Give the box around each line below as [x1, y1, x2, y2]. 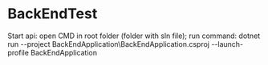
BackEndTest [7, 5, 98, 23]
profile [7, 48, 30, 57]
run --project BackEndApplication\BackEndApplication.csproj [7, 39, 210, 48]
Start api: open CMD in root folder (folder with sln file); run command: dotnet [7, 31, 261, 40]
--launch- [211, 39, 244, 48]
